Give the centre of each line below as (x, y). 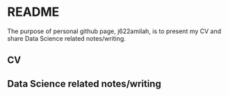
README (33, 12)
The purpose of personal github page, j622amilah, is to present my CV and (114, 31)
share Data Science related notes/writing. (67, 38)
